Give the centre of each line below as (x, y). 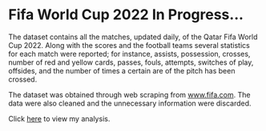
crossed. (23, 79)
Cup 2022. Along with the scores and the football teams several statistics (129, 45)
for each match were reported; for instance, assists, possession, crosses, (129, 54)
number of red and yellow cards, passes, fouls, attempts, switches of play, (131, 62)
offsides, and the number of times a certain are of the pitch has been (122, 70)
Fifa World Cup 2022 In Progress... (126, 15)
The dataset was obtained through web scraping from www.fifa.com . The (129, 94)
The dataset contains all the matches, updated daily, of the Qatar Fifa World (133, 37)
